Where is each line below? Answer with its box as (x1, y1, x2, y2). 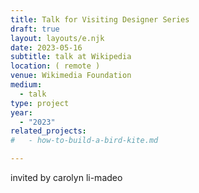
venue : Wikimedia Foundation (10, 71, 132, 81)
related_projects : (10, 126, 87, 136)
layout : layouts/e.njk (10, 33, 105, 43)
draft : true (10, 24, 60, 34)
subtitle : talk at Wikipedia (10, 52, 132, 62)
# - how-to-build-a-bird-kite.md (10, 136, 159, 146)
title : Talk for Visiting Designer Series (10, 14, 190, 25)
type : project (10, 98, 70, 108)
